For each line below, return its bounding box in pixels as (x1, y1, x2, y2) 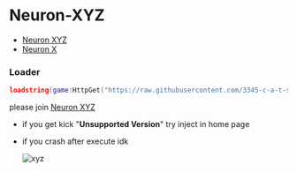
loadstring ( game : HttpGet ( (9, 86, 104, 95)
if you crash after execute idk (21, 136, 129, 146)
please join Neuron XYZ (9, 102, 95, 113)
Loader (9, 65, 41, 78)
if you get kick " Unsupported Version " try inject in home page (21, 119, 250, 130)
